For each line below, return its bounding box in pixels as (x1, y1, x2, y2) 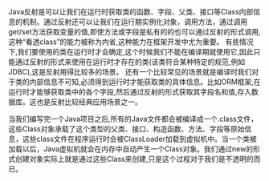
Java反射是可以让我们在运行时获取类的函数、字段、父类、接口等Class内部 (8, 7, 254, 16)
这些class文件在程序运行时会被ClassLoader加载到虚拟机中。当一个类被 (22, 135, 257, 143)
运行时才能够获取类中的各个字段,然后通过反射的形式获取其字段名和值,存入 (8, 87, 252, 96)
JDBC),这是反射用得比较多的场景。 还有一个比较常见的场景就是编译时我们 (8, 67, 252, 76)
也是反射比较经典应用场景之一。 (35, 97, 142, 107)
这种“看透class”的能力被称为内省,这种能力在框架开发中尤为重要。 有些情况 (8, 37, 255, 46)
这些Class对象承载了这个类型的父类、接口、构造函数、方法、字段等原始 (8, 124, 245, 134)
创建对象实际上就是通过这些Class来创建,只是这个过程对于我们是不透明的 (14, 155, 255, 163)
